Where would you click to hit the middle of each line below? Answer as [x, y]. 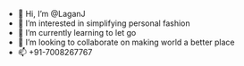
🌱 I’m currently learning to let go [77, 33]
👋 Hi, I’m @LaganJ [52, 14]
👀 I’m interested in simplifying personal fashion [104, 23]
